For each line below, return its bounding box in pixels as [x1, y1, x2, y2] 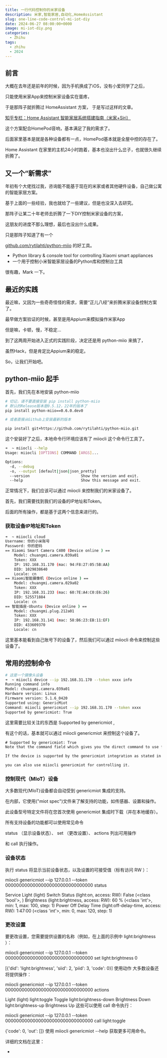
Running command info [5, 682, 50, 687]
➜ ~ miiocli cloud [5, 534, 46, 539]
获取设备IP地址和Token [5, 523, 61, 529]
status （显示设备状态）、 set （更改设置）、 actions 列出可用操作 [5, 830, 137, 836]
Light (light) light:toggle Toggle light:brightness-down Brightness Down [5, 997, 151, 1002]
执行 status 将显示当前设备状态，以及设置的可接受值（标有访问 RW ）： [5, 867, 150, 873]
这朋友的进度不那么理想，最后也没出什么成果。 [5, 221, 101, 227]
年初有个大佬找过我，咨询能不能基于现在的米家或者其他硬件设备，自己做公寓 [5, 183, 162, 189]
